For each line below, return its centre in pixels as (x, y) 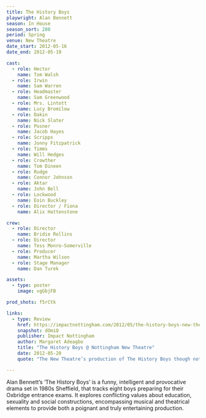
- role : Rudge (30, 172)
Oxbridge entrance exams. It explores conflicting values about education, (99, 395)
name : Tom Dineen (40, 166)
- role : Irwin (30, 81)
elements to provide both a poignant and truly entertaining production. (95, 408)
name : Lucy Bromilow (44, 109)
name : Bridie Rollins (45, 234)
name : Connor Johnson (45, 178)
